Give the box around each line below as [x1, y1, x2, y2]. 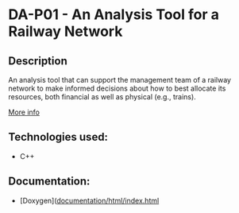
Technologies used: [8, 130, 109, 144]
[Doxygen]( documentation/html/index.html [19, 196, 160, 205]
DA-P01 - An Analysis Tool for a [8, 6, 220, 24]
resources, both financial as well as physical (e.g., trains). [8, 92, 196, 101]
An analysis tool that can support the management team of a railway [8, 76, 232, 84]
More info [8, 107, 40, 117]
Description [8, 54, 67, 68]
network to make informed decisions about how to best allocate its [8, 83, 226, 93]
